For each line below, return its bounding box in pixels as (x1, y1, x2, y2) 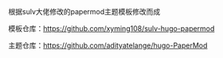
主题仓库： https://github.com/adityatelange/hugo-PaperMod (8, 41, 208, 50)
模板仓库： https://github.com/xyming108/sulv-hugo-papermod (8, 24, 215, 33)
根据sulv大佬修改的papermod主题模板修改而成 (8, 7, 161, 16)
